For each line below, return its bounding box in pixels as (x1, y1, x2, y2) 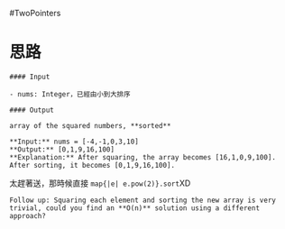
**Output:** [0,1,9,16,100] (9, 144, 115, 154)
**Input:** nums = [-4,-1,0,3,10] (9, 137, 140, 146)
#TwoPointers (9, 8, 61, 18)
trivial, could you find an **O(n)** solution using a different (9, 203, 260, 213)
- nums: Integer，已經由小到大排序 (9, 89, 131, 98)
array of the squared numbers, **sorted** (9, 121, 171, 130)
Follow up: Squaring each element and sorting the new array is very (9, 196, 277, 205)
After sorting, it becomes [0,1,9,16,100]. (9, 160, 176, 169)
